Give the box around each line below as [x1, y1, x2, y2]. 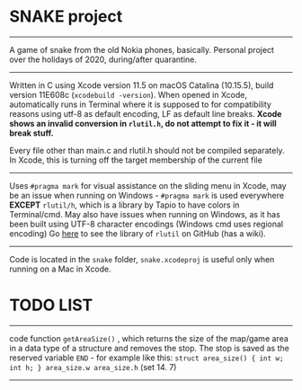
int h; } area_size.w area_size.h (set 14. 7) [9, 361, 177, 372]
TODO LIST [9, 295, 93, 315]
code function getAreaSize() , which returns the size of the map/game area [9, 332, 289, 343]
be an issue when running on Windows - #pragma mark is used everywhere [9, 190, 285, 200]
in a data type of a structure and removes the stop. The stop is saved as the [9, 342, 289, 353]
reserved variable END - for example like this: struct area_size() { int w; [9, 352, 284, 363]
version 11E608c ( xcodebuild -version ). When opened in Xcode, [9, 89, 247, 100]
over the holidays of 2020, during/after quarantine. [9, 54, 198, 65]
